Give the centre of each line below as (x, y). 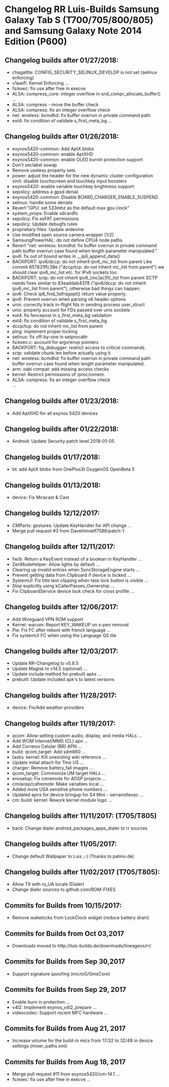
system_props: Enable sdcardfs (45, 213)
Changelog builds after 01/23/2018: (62, 401)
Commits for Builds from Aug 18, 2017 (65, 1062)
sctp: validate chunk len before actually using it (61, 353)
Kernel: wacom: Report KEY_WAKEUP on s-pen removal (70, 624)
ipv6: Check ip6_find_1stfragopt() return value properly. (69, 294)
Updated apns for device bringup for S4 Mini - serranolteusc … (78, 794)
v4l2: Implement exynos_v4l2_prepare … (54, 1007)
